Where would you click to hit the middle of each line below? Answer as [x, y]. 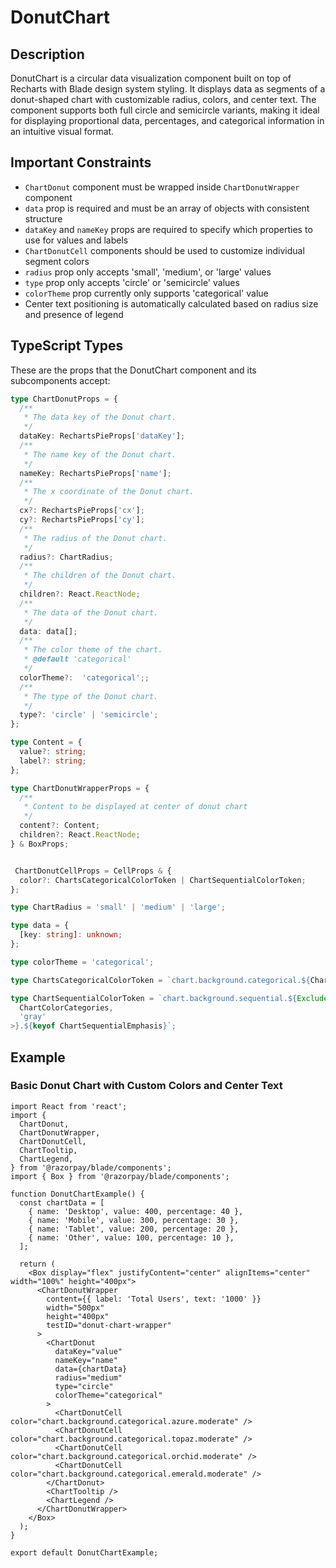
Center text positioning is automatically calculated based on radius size [171, 303]
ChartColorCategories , [66, 1007]
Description [47, 54]
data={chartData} [91, 1369]
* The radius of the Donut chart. [95, 538]
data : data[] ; [48, 631]
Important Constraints [81, 162]
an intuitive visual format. [62, 131]
